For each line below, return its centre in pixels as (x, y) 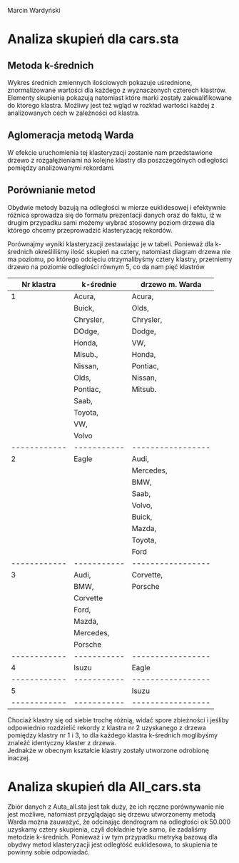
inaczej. (19, 758)
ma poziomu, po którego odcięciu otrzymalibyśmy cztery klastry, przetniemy (120, 259)
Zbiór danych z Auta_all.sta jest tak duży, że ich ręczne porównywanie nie (116, 807)
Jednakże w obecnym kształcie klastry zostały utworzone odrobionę (108, 750)
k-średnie (99, 284)
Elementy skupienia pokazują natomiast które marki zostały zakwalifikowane (119, 98)
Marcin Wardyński (34, 10)
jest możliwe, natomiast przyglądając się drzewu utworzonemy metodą (112, 814)
